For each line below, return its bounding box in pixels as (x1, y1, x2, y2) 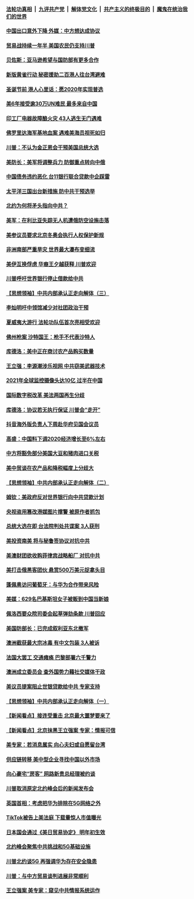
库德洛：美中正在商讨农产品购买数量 (6, 348, 94, 355)
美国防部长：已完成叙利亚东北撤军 (6, 625, 89, 632)
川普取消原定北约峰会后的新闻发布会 (6, 785, 94, 792)
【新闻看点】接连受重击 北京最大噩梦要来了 (6, 712, 111, 719)
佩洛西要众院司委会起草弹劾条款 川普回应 (6, 610, 106, 617)
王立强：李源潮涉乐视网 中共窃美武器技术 (6, 362, 106, 369)
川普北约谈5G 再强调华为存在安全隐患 (6, 858, 97, 865)
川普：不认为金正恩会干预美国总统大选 (6, 144, 99, 151)
